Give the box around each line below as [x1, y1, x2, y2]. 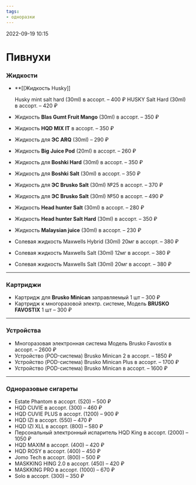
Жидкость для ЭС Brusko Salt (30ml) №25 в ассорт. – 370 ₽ [14, 181, 163, 188]
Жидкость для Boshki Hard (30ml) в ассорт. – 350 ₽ [14, 158, 143, 165]
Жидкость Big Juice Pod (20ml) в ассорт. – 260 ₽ [14, 147, 136, 154]
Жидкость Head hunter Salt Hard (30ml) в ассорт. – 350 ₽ [14, 215, 157, 222]
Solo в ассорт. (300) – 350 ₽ [14, 472, 85, 479]
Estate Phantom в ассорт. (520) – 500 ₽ [14, 398, 111, 405]
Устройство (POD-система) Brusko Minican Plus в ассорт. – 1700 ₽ [14, 358, 179, 365]
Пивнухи [6, 50, 51, 64]
